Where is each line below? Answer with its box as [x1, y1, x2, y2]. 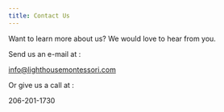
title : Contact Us [8, 11, 70, 20]
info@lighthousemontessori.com [8, 65, 117, 74]
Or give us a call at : [8, 80, 75, 90]
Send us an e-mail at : [8, 49, 81, 58]
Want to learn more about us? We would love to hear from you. [8, 34, 216, 43]
